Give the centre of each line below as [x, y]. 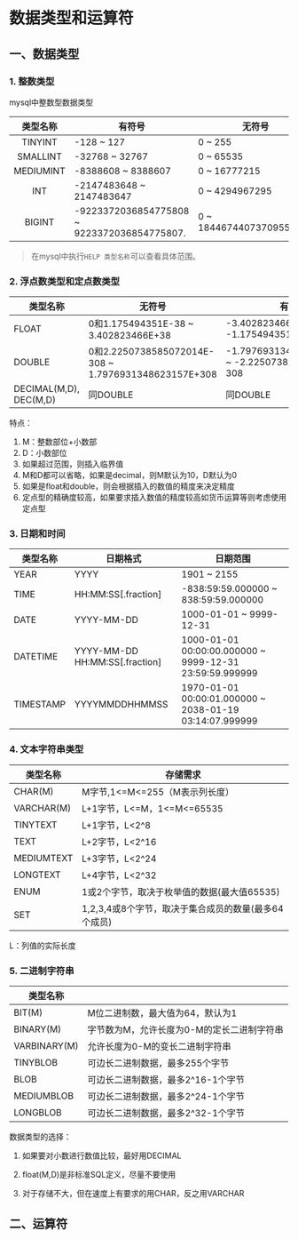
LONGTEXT [37, 875]
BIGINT [39, 221]
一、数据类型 [44, 54]
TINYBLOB [36, 1063]
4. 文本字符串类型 [47, 749]
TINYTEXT [35, 825]
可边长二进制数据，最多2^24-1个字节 [166, 1097]
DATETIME [36, 657]
